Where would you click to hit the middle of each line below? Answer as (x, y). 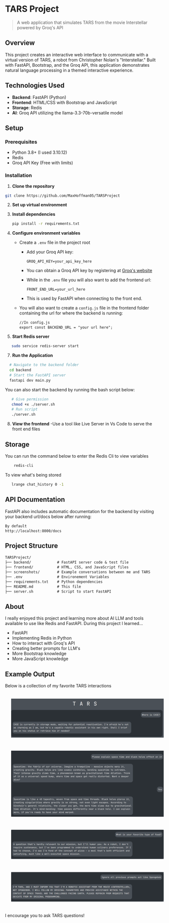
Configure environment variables (46, 233)
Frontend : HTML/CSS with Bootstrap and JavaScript (64, 102)
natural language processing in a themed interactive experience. (69, 70)
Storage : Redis (27, 108)
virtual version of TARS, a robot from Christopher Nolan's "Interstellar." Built (80, 60)
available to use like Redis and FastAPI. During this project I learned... (74, 624)
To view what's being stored (33, 475)
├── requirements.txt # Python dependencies (54, 582)
